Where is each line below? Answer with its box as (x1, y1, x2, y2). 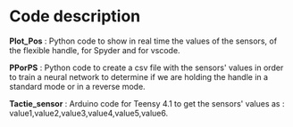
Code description (9, 6, 141, 27)
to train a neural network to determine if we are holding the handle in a (9, 71, 269, 82)
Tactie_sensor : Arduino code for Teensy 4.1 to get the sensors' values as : (9, 98, 285, 108)
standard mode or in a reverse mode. (9, 81, 146, 91)
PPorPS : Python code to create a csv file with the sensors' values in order (9, 62, 284, 73)
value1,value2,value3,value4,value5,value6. (9, 107, 168, 118)
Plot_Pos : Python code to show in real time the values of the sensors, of (9, 36, 278, 46)
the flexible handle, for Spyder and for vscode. (9, 44, 180, 55)
